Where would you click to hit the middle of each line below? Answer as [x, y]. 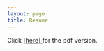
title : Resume [28, 20]
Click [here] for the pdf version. [52, 40]
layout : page [26, 14]
